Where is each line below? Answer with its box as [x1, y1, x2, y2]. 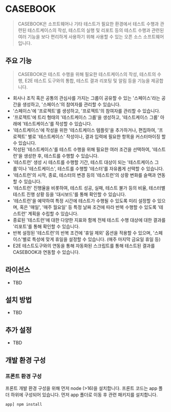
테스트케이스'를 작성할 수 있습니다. [24, 120, 92, 126]
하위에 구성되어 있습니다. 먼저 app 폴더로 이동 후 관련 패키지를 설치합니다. [10, 391, 158, 398]
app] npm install [5, 402, 42, 407]
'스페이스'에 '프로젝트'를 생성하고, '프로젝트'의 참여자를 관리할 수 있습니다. [12, 107, 160, 114]
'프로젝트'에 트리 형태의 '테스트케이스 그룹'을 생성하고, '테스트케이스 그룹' [12, 114, 159, 120]
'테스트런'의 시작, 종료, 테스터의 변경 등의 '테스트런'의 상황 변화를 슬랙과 [12, 172, 156, 178]
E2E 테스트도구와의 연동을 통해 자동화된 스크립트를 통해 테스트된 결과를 [12, 242, 155, 249]
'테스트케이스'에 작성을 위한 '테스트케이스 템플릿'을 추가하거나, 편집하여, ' [12, 127, 159, 133]
